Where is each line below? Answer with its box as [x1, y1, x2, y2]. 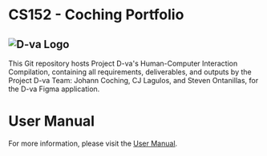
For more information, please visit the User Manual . [8, 138, 178, 148]
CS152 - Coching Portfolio [8, 6, 184, 24]
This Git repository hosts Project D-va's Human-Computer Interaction [8, 58, 238, 68]
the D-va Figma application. [8, 84, 100, 94]
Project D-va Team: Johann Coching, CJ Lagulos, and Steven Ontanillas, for [8, 76, 259, 85]
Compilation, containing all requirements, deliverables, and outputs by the [8, 67, 252, 77]
